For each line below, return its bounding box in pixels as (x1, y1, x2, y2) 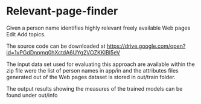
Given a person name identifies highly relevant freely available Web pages (6, 24, 191, 31)
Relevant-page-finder (6, 4, 118, 18)
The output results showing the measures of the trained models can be (6, 85, 183, 92)
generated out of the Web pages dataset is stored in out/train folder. (6, 73, 176, 80)
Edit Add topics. (6, 30, 46, 37)
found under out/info (6, 91, 58, 99)
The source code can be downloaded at (6, 42, 106, 50)
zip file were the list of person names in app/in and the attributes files (6, 67, 179, 74)
